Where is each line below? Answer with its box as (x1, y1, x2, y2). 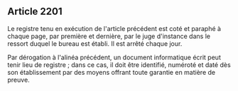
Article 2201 (7, 6, 63, 18)
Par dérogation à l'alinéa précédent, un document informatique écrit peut (7, 53, 222, 61)
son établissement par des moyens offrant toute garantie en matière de (7, 68, 215, 76)
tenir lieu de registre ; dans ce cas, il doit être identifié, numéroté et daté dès (7, 60, 231, 69)
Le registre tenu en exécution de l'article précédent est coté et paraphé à (7, 24, 222, 32)
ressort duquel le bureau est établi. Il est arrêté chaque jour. (7, 39, 183, 48)
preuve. (7, 75, 30, 84)
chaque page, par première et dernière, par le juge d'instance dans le (7, 32, 211, 40)
